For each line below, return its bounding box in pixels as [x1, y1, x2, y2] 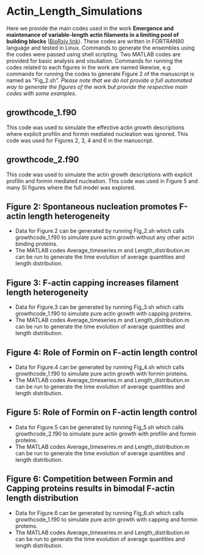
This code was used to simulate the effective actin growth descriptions [6, 124, 184, 131]
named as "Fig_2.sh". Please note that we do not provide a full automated [6, 77, 192, 84]
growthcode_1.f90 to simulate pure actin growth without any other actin [15, 234, 194, 241]
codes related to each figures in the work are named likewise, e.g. [6, 63, 172, 71]
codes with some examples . [6, 89, 77, 97]
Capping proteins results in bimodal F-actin [6, 483, 175, 494]
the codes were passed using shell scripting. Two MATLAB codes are [6, 50, 181, 58]
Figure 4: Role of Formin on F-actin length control [6, 347, 198, 358]
